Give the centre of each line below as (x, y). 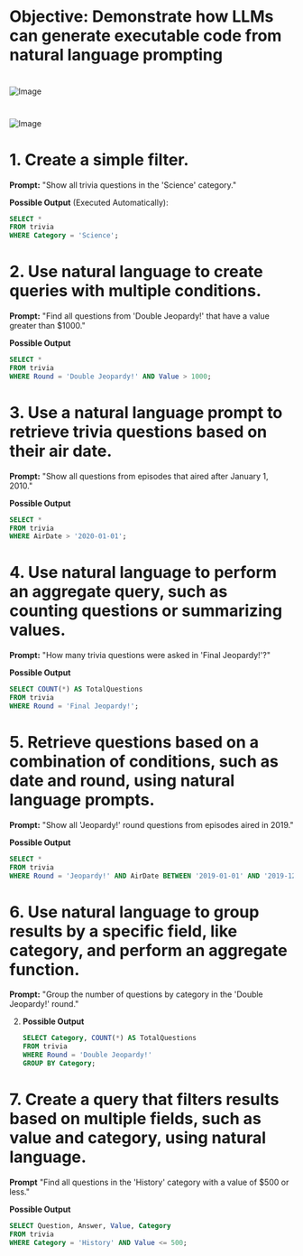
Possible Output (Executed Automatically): (89, 202)
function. (45, 969)
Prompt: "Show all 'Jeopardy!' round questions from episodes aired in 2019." (151, 824)
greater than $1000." (47, 326)
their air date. (61, 451)
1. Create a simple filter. (99, 159)
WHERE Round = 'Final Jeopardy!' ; (74, 706)
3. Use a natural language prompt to (146, 412)
